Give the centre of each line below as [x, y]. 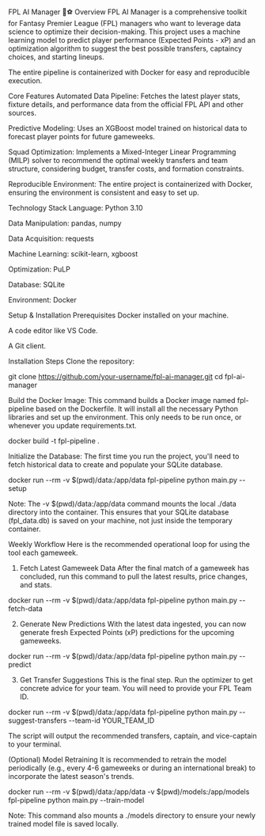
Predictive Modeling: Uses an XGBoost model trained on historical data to [128, 128]
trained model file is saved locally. [63, 824]
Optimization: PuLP [40, 269]
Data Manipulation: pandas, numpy [65, 223]
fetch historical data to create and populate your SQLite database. [115, 465]
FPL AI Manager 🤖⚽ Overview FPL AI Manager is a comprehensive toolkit [128, 12]
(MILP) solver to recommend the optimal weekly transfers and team [118, 160]
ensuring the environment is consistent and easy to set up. [104, 192]
